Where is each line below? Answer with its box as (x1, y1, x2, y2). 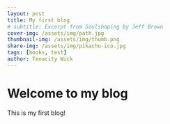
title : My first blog (7, 17, 70, 24)
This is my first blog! (7, 109, 66, 117)
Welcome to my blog (7, 85, 128, 101)
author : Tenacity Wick (7, 56, 73, 63)
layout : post (7, 10, 45, 17)
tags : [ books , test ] (7, 49, 68, 56)
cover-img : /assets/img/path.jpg (7, 29, 105, 37)
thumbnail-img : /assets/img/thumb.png (7, 36, 120, 43)
